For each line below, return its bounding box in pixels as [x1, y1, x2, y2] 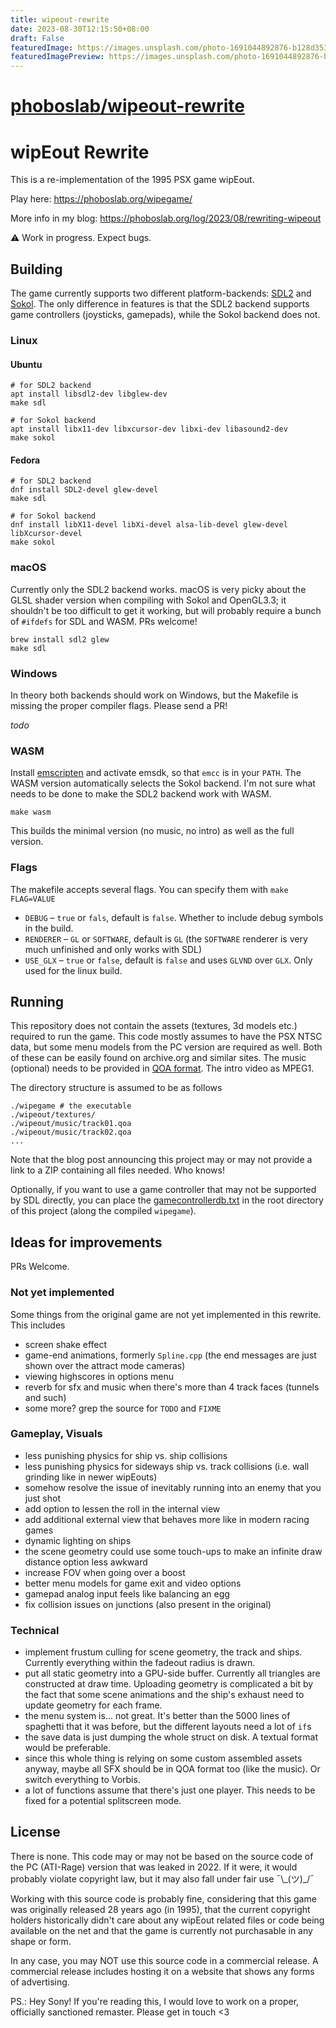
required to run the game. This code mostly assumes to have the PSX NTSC [10, 1031, 323, 1043]
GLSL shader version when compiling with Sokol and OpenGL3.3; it [10, 594, 287, 606]
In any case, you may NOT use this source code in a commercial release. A [10, 1954, 319, 1966]
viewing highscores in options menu [24, 1370, 174, 1382]
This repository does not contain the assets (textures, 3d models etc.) [10, 1020, 298, 1032]
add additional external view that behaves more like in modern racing [24, 1513, 310, 1525]
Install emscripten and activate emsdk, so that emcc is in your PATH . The [10, 767, 302, 779]
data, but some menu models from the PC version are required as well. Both [10, 1041, 323, 1053]
